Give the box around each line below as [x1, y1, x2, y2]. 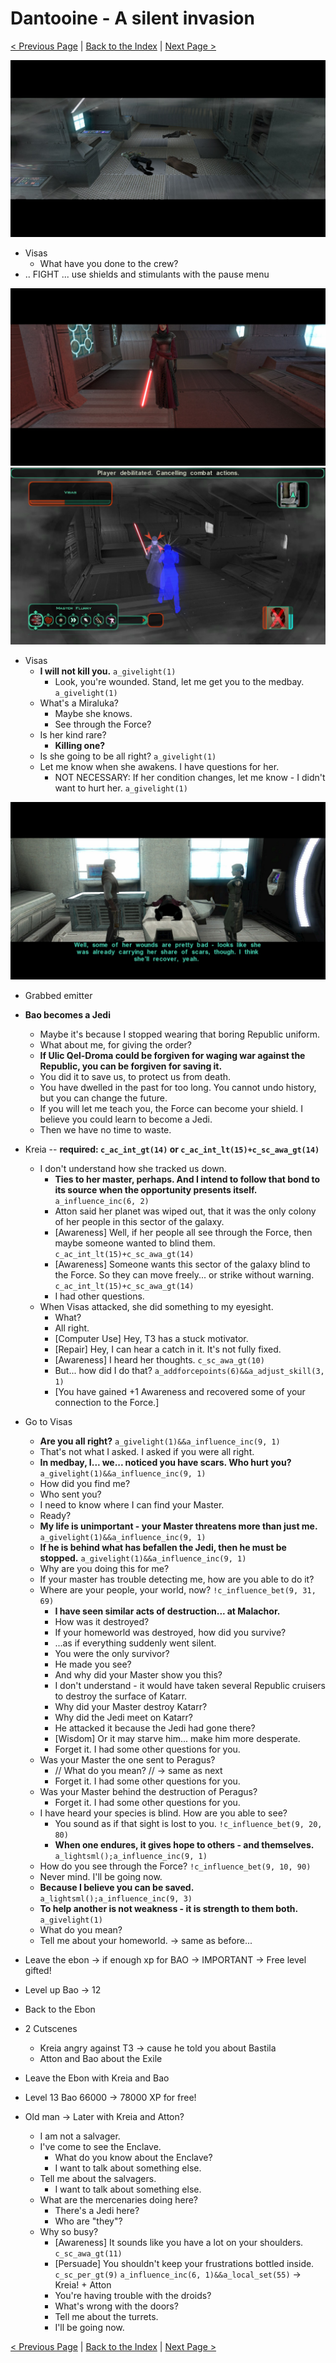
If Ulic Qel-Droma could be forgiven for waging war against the [39, 1049, 306, 1061]
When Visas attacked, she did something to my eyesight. [39, 1300, 274, 1312]
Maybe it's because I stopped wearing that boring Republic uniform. [39, 1028, 320, 1040]
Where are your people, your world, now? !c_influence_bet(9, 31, [39, 1583, 317, 1596]
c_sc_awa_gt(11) [54, 2248, 123, 2259]
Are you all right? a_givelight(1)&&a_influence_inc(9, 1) [39, 1435, 281, 1447]
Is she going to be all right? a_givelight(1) [39, 750, 217, 762]
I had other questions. [54, 1290, 145, 1302]
